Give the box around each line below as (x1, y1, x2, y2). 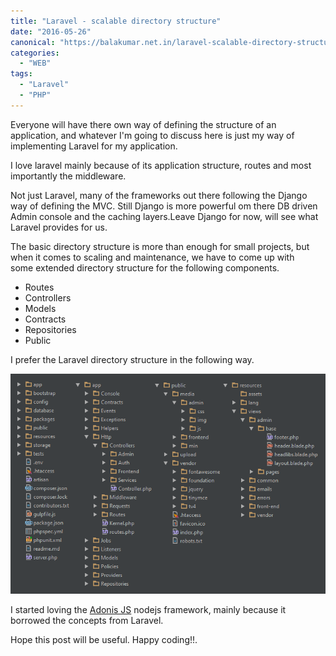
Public (24, 334, 52, 346)
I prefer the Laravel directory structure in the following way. (10, 353, 255, 365)
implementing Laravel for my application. (10, 140, 178, 152)
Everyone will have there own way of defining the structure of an (10, 118, 277, 130)
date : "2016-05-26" (10, 26, 92, 37)
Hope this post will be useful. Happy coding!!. (10, 634, 198, 646)
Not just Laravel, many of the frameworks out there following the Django (10, 189, 308, 201)
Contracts (24, 313, 67, 325)
